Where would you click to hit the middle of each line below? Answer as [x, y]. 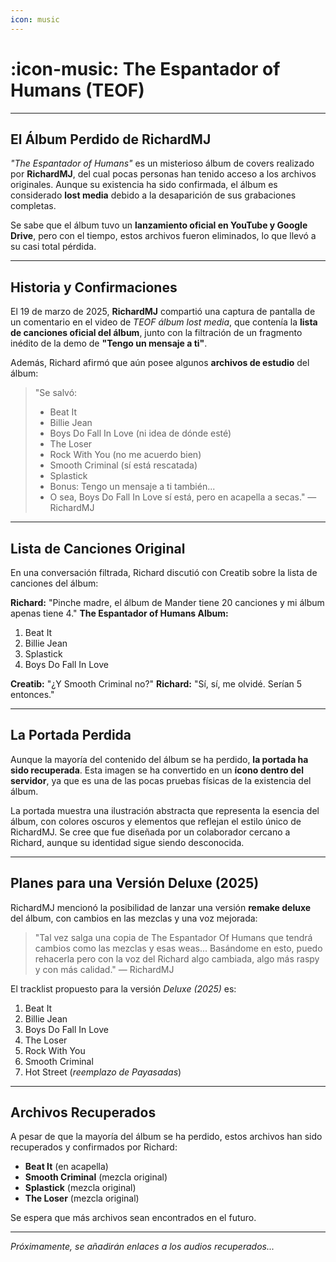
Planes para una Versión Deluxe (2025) [135, 883]
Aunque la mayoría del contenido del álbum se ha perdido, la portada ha [159, 759]
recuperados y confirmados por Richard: [94, 1147]
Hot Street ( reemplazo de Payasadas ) [103, 1072]
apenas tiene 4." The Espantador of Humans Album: [119, 613]
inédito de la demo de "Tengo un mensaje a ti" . [109, 343]
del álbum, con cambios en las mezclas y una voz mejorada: [134, 918]
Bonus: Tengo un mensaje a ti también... [132, 487]
